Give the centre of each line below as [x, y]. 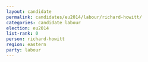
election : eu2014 [28, 28]
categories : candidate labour [44, 22]
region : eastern [26, 45]
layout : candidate [29, 12]
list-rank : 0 [22, 34]
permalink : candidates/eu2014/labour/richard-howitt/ [74, 17]
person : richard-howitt [36, 39]
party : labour [24, 50]
